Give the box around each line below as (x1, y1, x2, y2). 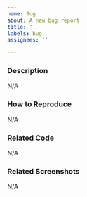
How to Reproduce (7, 99, 72, 109)
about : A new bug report (7, 17, 80, 24)
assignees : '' (7, 37, 49, 44)
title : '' (7, 23, 36, 30)
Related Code (7, 133, 55, 143)
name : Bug (7, 10, 36, 18)
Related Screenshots (7, 166, 80, 176)
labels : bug (7, 30, 42, 37)
